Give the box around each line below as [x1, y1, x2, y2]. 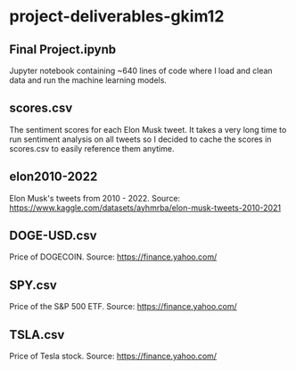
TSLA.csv [9, 327, 65, 342]
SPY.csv [9, 277, 58, 292]
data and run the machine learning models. [9, 75, 168, 86]
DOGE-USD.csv [9, 228, 97, 243]
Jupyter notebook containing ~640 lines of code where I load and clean [9, 65, 274, 76]
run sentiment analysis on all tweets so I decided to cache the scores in [9, 134, 272, 144]
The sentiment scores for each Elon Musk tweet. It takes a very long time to [9, 124, 287, 135]
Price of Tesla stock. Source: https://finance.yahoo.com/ [9, 350, 217, 362]
